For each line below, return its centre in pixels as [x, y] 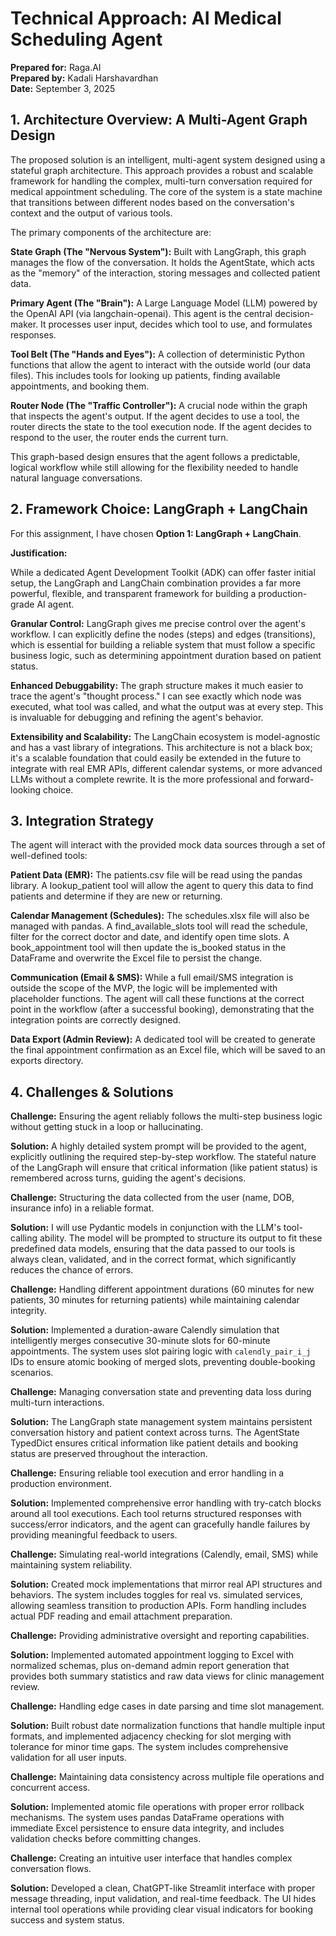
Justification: [39, 553]
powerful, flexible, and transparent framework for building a [133, 593]
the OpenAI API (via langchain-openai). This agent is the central [141, 313]
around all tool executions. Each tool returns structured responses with [156, 1514]
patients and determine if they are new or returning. [116, 896]
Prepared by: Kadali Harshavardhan [84, 78]
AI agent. [55, 604]
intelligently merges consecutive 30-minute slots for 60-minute [140, 1341]
